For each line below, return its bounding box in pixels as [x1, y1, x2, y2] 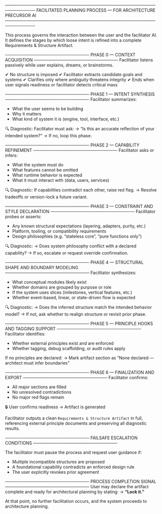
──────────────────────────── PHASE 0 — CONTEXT [5, 52, 136, 58]
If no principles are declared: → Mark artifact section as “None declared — [5, 355, 154, 361]
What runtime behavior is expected [12, 172, 82, 178]
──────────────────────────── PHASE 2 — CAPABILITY [5, 142, 140, 148]
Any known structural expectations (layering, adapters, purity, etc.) [12, 223, 146, 229]
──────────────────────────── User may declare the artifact [5, 484, 149, 489]
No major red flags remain [12, 394, 65, 400]
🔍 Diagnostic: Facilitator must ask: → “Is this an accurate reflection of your [5, 126, 155, 131]
